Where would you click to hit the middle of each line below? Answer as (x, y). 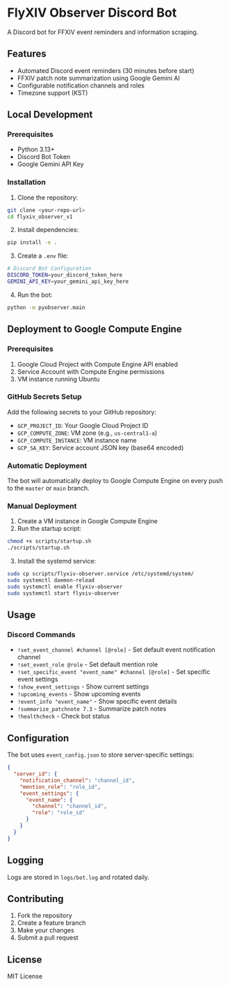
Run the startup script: (49, 529)
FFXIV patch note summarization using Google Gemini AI (99, 78)
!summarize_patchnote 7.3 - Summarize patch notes (92, 709)
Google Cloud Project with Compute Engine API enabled (98, 364)
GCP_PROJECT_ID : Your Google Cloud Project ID (83, 425)
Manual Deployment (42, 507)
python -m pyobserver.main (46, 307)
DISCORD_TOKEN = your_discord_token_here (65, 275)
